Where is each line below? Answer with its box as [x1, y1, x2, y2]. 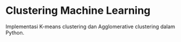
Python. [5, 29, 25, 36]
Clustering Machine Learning [5, 4, 151, 17]
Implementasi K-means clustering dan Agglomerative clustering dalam [5, 23, 176, 30]
